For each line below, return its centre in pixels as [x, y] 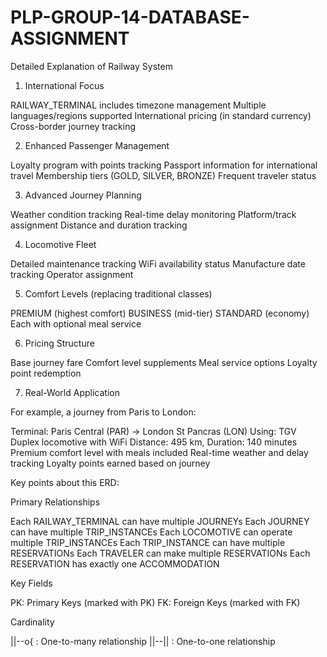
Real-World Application [72, 392]
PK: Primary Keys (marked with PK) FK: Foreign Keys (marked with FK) [155, 602]
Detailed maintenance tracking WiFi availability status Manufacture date [158, 263]
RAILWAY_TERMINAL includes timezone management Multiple [138, 105]
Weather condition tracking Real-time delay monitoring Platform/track [153, 214]
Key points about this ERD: [65, 482]
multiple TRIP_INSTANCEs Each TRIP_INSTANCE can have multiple [148, 542]
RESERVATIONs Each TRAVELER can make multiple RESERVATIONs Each [160, 553]
